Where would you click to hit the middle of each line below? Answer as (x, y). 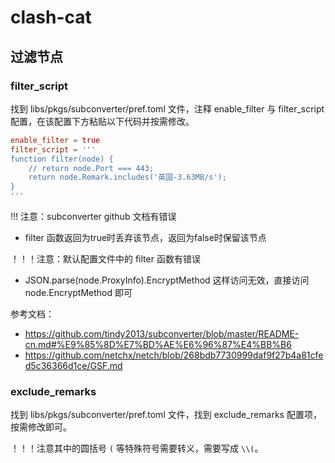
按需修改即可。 (41, 427)
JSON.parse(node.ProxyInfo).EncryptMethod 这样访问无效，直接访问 (167, 280)
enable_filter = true (55, 140)
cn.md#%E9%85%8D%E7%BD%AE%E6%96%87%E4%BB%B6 (158, 344)
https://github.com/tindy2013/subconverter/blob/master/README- (162, 334)
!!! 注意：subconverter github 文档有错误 (93, 216)
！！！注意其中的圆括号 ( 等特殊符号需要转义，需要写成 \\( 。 (137, 448)
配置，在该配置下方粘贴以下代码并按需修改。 (102, 121)
